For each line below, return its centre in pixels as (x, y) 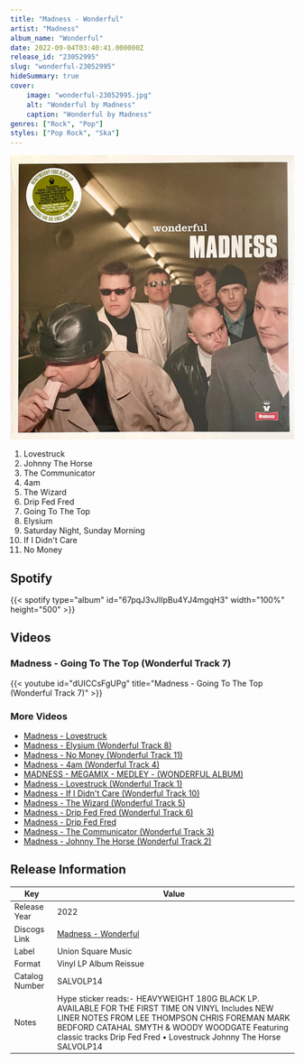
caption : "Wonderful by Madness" (89, 114)
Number (29, 986)
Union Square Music (94, 951)
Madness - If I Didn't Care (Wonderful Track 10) (111, 793)
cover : (23, 86)
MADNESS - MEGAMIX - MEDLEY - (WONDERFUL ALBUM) (134, 774)
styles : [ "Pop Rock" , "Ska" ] (65, 134)
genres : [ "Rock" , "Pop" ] (57, 124)
